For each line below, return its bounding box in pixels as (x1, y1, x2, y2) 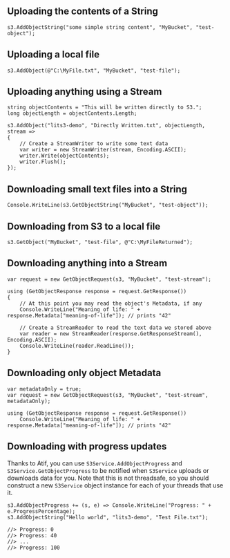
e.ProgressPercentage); (7, 508, 76, 514)
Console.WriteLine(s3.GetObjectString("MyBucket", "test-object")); (7, 202, 209, 209)
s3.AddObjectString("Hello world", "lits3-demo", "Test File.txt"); (7, 514, 209, 521)
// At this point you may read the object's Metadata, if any (19, 300, 202, 307)
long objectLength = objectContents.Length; (7, 110, 137, 117)
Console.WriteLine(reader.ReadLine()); (19, 342, 135, 349)
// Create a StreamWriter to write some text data (19, 140, 169, 147)
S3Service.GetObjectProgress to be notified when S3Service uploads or (7, 466, 209, 474)
